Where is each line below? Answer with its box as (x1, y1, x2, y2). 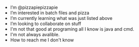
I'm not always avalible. (10, 32, 60, 37)
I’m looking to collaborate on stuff (10, 20, 82, 27)
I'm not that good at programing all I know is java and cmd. (10, 26, 134, 32)
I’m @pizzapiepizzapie (10, 5, 58, 10)
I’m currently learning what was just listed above (10, 15, 113, 21)
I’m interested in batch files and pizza (10, 10, 90, 16)
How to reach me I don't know (10, 37, 74, 43)
